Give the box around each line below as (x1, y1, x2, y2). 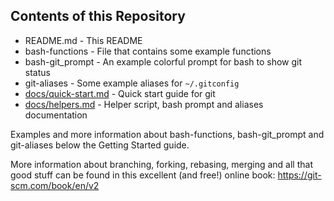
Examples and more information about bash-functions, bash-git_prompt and (10, 128, 325, 140)
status (24, 66, 51, 78)
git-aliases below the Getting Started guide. (10, 139, 190, 151)
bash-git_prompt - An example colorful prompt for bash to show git (24, 55, 303, 68)
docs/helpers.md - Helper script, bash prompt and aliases (24, 98, 264, 110)
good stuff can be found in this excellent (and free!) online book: (10, 169, 276, 181)
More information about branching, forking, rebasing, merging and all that (10, 158, 313, 170)
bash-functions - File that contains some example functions (24, 45, 272, 57)
